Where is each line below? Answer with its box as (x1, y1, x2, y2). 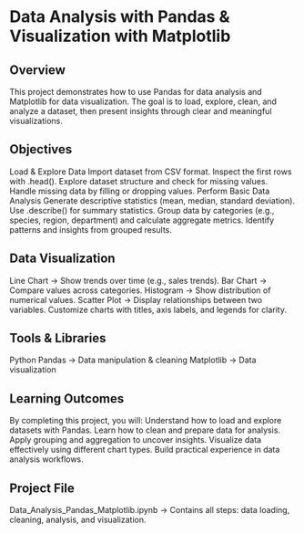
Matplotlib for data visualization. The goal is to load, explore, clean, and (9, 96, 278, 107)
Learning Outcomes (9, 391, 125, 406)
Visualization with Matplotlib (9, 26, 231, 47)
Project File (9, 480, 75, 496)
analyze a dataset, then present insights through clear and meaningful (9, 106, 272, 116)
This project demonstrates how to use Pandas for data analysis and (9, 87, 262, 97)
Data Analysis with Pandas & (9, 6, 230, 27)
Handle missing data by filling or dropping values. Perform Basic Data (9, 185, 270, 196)
